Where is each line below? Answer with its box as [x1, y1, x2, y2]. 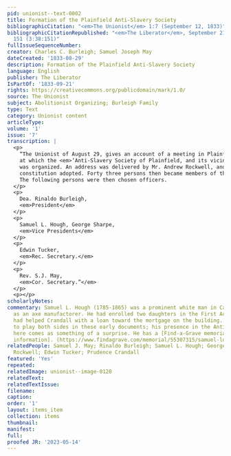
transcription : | [7, 138, 57, 145]
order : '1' [7, 400, 38, 407]
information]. [13, 336, 54, 343]
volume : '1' [7, 125, 41, 132]
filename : [7, 387, 36, 394]
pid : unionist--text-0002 [7, 10, 81, 17]
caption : [7, 393, 32, 401]
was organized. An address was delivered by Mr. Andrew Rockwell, [19, 163, 214, 171]
